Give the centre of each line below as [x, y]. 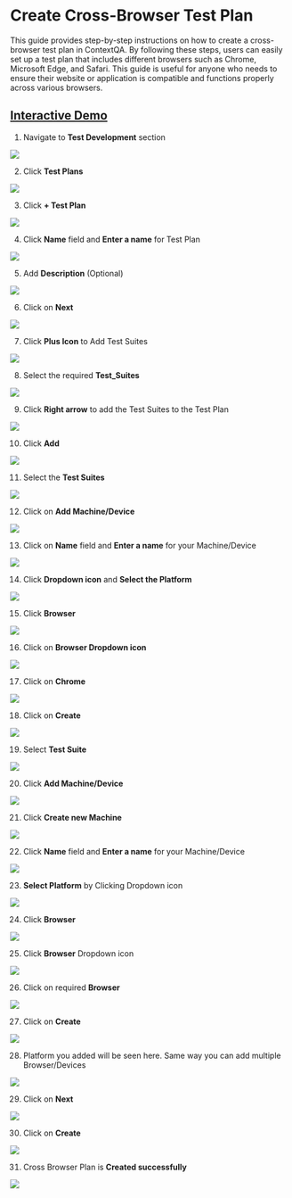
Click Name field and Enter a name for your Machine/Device [134, 851]
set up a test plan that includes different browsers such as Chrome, [134, 59]
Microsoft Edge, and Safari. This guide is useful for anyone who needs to [144, 69]
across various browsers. [57, 87]
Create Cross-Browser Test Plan [132, 16]
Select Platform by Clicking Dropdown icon [103, 885]
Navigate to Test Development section [94, 137]
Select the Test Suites [64, 477]
